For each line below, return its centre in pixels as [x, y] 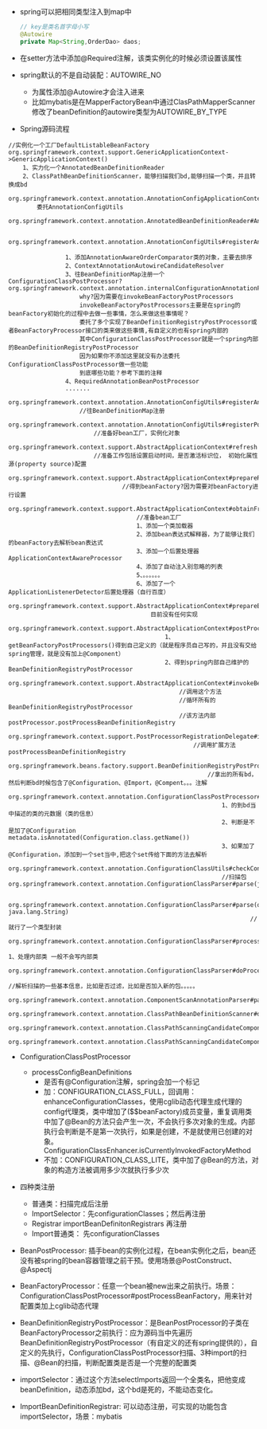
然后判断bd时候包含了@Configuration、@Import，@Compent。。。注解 [108, 783]
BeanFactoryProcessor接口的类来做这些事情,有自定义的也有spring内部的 [121, 330]
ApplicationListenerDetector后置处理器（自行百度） [89, 592]
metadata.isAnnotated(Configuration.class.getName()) [99, 838]
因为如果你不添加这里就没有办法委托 [130, 356]
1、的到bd [236, 805]
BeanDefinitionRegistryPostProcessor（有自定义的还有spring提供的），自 [139, 1342]
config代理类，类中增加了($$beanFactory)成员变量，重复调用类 [148, 1111]
